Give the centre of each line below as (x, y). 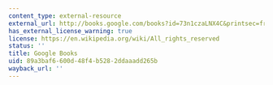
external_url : (32, 23)
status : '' (27, 46)
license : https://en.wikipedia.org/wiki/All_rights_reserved (114, 38)
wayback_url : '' (36, 69)
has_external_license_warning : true (70, 31)
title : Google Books (43, 53)
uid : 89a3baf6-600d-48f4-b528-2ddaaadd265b (83, 62)
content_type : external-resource (65, 16)
